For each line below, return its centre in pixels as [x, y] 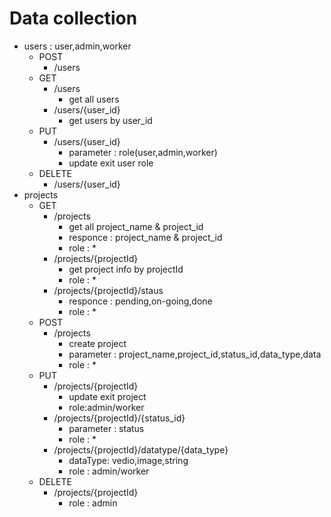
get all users [94, 99]
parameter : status [106, 428]
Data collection [73, 18]
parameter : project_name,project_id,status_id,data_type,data [195, 354]
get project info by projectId [126, 269]
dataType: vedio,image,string [128, 460]
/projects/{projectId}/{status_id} [119, 418]
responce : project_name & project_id [145, 237]
